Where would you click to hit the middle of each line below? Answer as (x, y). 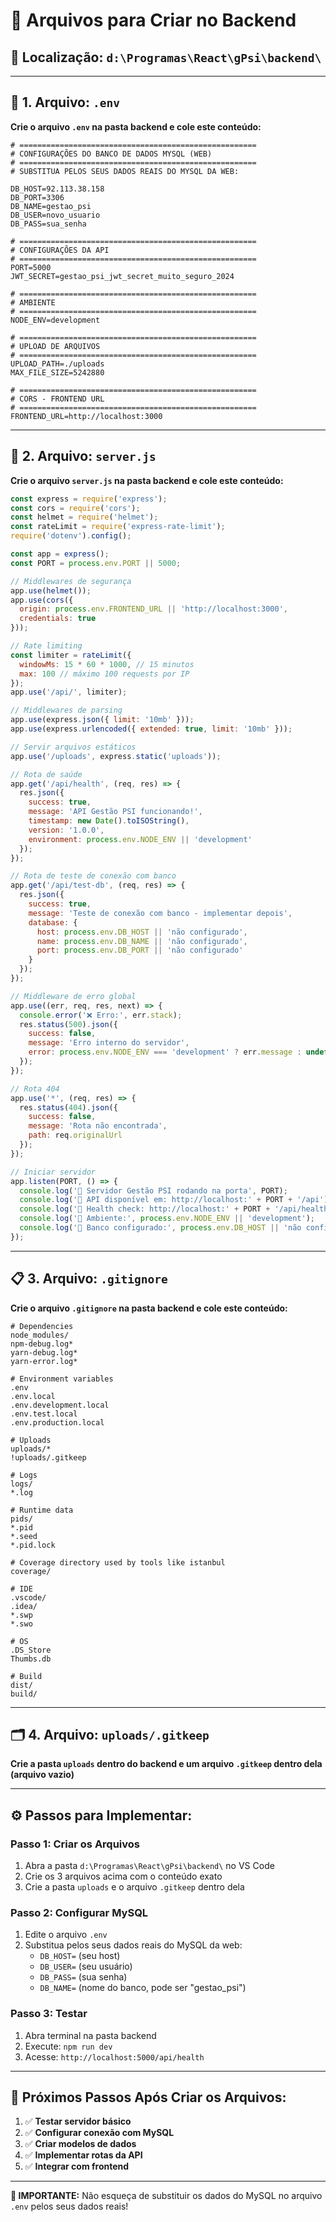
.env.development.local (60, 1405)
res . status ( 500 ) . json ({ (68, 1024)
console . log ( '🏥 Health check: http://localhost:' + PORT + (145, 1209)
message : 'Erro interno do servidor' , (109, 1043)
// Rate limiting (46, 646)
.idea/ (24, 1606)
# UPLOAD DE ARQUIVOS (55, 346)
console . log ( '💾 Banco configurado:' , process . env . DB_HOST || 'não (160, 1228)
